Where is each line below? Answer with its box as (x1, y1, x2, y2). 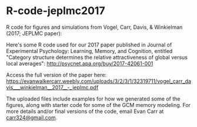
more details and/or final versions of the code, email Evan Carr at (6, 108, 164, 115)
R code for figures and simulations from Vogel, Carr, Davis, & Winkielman (6, 24, 183, 31)
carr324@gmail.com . (6, 113, 58, 121)
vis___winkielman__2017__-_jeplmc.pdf (6, 83, 99, 91)
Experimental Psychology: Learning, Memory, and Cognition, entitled (6, 47, 173, 54)
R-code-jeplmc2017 (6, 4, 105, 18)
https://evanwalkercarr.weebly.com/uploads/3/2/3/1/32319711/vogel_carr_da (6, 78, 191, 85)
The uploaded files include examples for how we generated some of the (6, 95, 181, 102)
